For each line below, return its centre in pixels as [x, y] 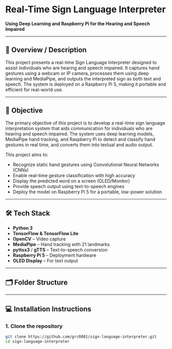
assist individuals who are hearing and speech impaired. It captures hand [82, 68]
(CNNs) [21, 170]
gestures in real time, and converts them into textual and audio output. [79, 145]
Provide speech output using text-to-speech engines [68, 186]
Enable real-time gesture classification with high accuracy [74, 175]
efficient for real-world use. [34, 89]
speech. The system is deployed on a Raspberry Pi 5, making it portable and [86, 84]
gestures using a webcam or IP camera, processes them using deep [77, 73]
